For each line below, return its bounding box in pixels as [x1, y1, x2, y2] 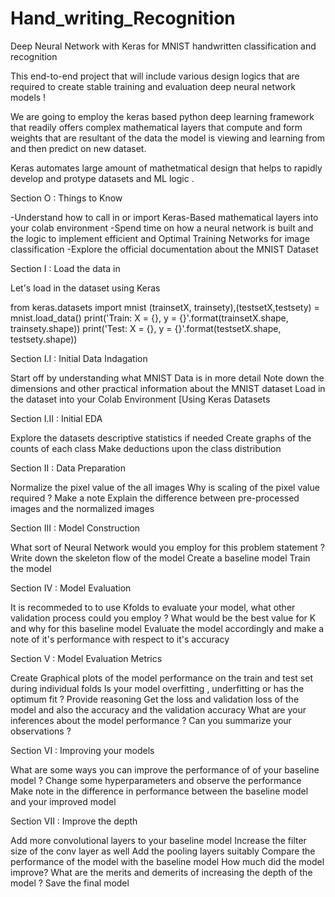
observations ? [10, 725, 72, 737]
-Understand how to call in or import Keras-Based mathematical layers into [10, 211, 319, 223]
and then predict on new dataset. [10, 142, 147, 154]
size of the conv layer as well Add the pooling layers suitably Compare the [10, 845, 316, 857]
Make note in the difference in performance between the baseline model [10, 785, 309, 797]
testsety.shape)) [10, 333, 78, 345]
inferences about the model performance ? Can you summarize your [10, 714, 292, 726]
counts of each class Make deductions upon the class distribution [10, 442, 282, 454]
